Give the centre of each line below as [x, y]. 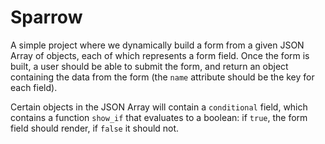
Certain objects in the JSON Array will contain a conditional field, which [159, 107]
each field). [34, 87]
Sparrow [46, 17]
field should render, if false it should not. [95, 128]
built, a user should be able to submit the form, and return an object [149, 66]
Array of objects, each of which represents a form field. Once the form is [160, 55]
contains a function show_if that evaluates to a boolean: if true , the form [159, 117]
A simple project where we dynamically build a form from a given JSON [157, 45]
